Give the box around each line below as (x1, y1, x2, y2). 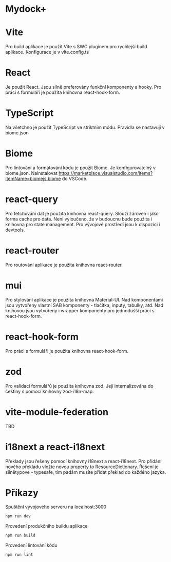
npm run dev (5, 514, 31, 519)
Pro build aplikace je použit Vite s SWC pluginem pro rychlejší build (5, 44, 147, 50)
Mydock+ (5, 3, 47, 15)
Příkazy (5, 487, 39, 498)
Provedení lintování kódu (5, 542, 58, 549)
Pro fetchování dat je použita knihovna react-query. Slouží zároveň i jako (5, 210, 159, 216)
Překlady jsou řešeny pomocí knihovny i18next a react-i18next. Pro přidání (5, 458, 162, 464)
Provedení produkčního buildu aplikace (5, 523, 88, 529)
